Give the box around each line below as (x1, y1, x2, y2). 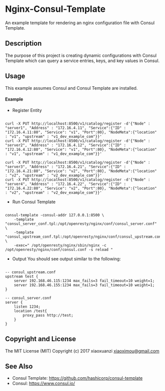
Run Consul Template (12, 199, 55, 205)
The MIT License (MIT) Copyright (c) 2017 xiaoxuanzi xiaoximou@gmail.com (5, 348, 160, 354)
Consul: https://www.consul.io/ (12, 381, 75, 387)
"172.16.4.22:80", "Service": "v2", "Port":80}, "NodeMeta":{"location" (5, 186, 157, 191)
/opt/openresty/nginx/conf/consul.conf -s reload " (5, 247, 113, 252)
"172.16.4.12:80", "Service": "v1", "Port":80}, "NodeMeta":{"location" (5, 147, 157, 152)
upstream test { (5, 274, 38, 279)
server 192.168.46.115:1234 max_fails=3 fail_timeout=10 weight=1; (14, 278, 155, 283)
